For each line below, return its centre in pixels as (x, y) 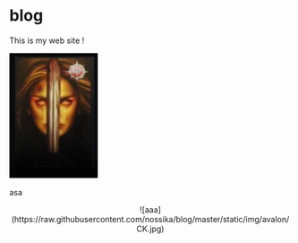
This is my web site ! (47, 40)
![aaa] (150, 209)
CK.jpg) (150, 229)
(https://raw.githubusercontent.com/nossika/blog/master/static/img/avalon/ (150, 219)
